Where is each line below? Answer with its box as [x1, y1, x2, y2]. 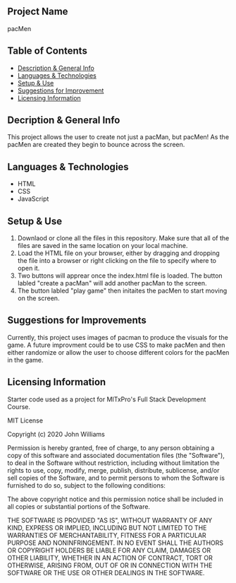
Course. [7, 402, 30, 411]
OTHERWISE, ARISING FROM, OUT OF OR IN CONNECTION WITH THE [7, 561, 213, 570]
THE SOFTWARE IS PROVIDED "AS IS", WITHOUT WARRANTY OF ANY [7, 516, 213, 524]
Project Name [7, 6, 68, 18]
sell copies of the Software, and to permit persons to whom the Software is [7, 473, 225, 482]
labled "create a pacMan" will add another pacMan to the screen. [17, 279, 207, 288]
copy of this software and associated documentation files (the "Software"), [7, 451, 225, 459]
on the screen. [17, 294, 60, 302]
